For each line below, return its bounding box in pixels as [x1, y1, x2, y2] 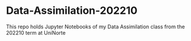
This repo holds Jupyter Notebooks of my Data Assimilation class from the [6, 23, 185, 30]
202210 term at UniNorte [6, 29, 66, 36]
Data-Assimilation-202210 [6, 4, 138, 17]
